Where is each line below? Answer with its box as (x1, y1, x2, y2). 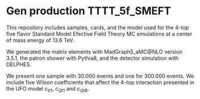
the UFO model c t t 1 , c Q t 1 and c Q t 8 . (6, 85, 90, 94)
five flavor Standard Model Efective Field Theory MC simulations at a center (6, 30, 193, 37)
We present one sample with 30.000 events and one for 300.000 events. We (6, 72, 195, 79)
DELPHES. (6, 61, 32, 68)
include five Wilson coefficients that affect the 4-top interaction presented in (6, 79, 195, 86)
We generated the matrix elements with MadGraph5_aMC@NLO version (6, 48, 183, 55)
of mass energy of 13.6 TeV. (6, 36, 75, 44)
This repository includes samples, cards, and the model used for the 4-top (6, 24, 189, 31)
